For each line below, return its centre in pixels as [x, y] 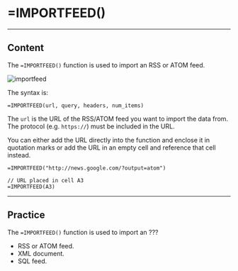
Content [26, 48]
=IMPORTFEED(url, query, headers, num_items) [75, 105]
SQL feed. [32, 261]
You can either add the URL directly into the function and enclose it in [109, 140]
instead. [19, 155]
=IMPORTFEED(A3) [31, 187]
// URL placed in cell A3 [45, 180]
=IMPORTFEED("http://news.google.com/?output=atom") [87, 168]
